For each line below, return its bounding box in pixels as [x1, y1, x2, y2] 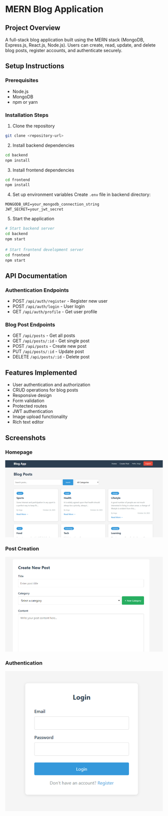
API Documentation [5, 272, 67, 280]
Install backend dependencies [12, 142, 75, 148]
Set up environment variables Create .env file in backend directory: [12, 191, 151, 197]
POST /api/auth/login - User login [12, 303, 85, 309]
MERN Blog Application [5, 4, 103, 15]
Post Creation [5, 545, 39, 552]
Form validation [12, 397, 45, 404]
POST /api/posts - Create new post [12, 343, 86, 349]
